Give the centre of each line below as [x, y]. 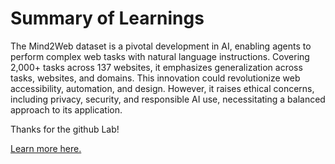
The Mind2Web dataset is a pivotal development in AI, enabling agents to [161, 46]
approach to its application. [66, 109]
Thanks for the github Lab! [65, 129]
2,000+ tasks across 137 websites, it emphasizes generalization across [156, 67]
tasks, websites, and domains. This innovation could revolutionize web [155, 78]
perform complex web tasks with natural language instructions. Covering [160, 56]
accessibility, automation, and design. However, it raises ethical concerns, [162, 88]
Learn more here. [46, 148]
